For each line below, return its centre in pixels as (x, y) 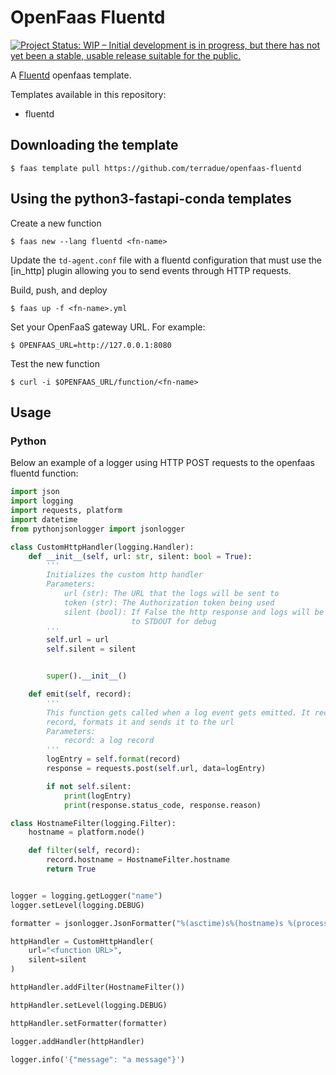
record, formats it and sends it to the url (140, 722)
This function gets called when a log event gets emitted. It (178, 712)
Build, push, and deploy (59, 290)
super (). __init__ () (87, 676)
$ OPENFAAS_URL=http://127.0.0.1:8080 (91, 345)
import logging (42, 501)
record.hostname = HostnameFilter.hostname (138, 860)
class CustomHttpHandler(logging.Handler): (102, 547)
